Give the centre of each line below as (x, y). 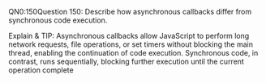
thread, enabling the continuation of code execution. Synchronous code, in (133, 53)
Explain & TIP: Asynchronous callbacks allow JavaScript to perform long (129, 36)
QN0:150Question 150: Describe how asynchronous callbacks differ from (130, 12)
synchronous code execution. (58, 20)
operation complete (41, 70)
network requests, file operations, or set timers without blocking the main (131, 44)
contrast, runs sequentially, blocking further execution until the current (127, 61)
